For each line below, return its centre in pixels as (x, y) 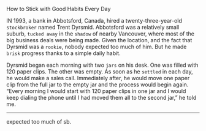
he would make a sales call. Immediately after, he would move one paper (98, 78)
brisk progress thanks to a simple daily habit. (63, 53)
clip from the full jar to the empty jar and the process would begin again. (97, 84)
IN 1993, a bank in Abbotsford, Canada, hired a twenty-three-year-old (94, 21)
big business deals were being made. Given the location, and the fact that (99, 40)
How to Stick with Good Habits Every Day (59, 9)
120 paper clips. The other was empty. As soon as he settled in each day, (100, 72)
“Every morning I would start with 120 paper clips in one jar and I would (96, 91)
